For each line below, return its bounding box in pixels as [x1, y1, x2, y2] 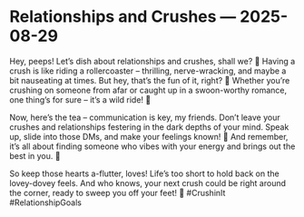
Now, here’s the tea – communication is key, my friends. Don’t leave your [9, 112, 281, 123]
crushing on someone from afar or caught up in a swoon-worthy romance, [9, 84, 288, 95]
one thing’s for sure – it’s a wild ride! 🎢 [9, 94, 152, 105]
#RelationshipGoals [9, 197, 82, 208]
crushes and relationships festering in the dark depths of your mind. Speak [9, 121, 289, 133]
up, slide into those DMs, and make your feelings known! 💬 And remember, [9, 131, 289, 142]
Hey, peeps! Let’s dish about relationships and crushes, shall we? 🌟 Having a [9, 55, 296, 66]
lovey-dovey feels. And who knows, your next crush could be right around [9, 177, 287, 188]
